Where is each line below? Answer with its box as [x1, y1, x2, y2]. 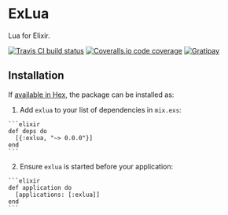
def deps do [8, 127, 47, 135]
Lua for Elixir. [8, 31, 51, 40]
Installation [8, 69, 64, 83]
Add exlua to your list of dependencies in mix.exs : [19, 105, 182, 114]
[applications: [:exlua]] [15, 191, 101, 198]
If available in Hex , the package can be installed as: [8, 90, 175, 99]
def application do [8, 183, 72, 191]
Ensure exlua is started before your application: [19, 161, 174, 171]
